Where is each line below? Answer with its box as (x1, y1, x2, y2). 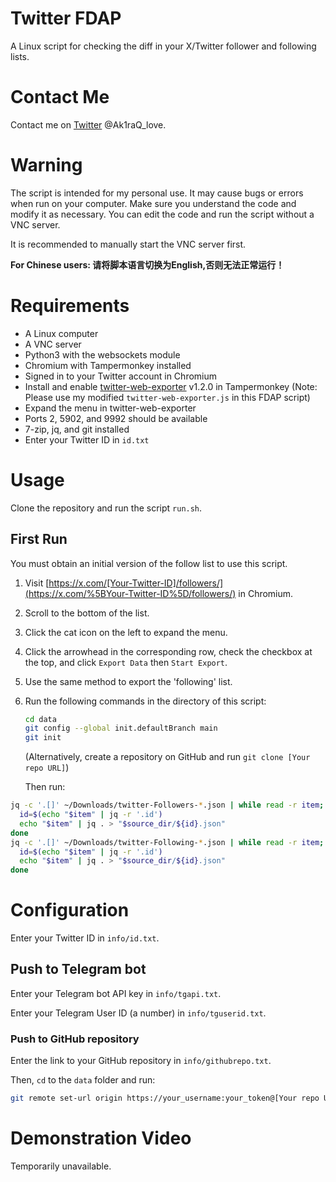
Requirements (10, 295, 130, 317)
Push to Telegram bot (10, 961, 147, 978)
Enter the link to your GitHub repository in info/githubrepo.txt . (10, 1055, 272, 1067)
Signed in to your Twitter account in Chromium (24, 370, 218, 382)
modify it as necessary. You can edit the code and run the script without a (10, 208, 315, 220)
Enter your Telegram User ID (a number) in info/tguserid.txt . (10, 1007, 267, 1019)
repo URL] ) (24, 762, 70, 774)
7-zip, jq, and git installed (24, 423, 130, 435)
